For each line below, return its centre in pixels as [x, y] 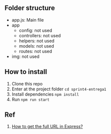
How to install [26, 72]
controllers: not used [40, 35]
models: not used [36, 46]
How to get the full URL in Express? [47, 127]
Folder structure [30, 8]
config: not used [35, 30]
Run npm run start [31, 99]
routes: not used [35, 51]
